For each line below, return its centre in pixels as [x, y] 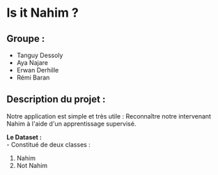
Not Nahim [32, 165]
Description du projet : [56, 99]
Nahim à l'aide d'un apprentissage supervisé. [71, 123]
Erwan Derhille [38, 70]
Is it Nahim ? [43, 13]
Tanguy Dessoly [40, 55]
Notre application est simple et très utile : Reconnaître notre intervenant [109, 116]
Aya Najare [32, 63]
